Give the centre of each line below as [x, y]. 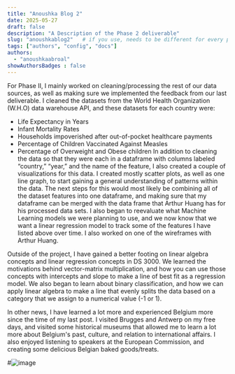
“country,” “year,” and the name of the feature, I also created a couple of [121, 166]
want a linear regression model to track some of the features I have [114, 225]
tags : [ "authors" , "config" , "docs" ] [62, 46]
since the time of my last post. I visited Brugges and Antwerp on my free [111, 319]
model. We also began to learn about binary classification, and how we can [115, 283]
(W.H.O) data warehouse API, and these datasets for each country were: [111, 108]
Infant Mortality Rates [48, 129]
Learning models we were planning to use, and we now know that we [117, 218]
